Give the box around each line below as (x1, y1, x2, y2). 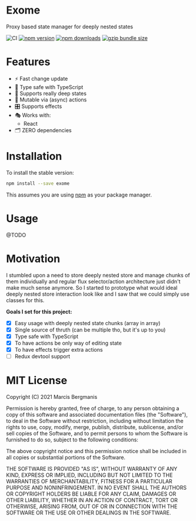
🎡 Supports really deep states (14, 90, 87, 97)
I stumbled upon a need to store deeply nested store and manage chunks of (6, 271, 190, 278)
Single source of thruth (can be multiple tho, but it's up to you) (14, 326, 166, 333)
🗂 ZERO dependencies (14, 126, 72, 133)
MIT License (6, 374, 68, 387)
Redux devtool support (14, 352, 71, 360)
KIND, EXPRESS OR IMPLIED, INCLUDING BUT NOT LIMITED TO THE (6, 471, 173, 479)
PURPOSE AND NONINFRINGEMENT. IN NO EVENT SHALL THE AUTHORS (6, 484, 187, 491)
